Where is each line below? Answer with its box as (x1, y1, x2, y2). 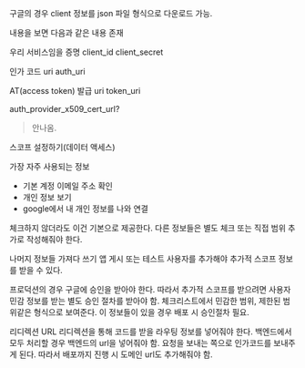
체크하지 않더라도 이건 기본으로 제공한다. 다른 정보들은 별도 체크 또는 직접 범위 (9, 222, 287, 233)
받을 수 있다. (18, 265, 64, 275)
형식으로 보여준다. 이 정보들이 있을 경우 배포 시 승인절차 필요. (33, 307, 249, 317)
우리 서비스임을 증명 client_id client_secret (9, 46, 164, 57)
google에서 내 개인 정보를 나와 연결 (22, 203, 148, 214)
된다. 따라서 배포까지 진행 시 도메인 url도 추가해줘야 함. (18, 349, 213, 360)
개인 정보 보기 (22, 192, 72, 202)
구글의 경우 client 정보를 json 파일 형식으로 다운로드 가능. (9, 8, 213, 18)
